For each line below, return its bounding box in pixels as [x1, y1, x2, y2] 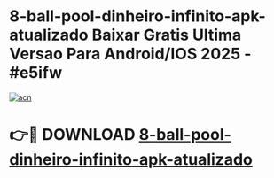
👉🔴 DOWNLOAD [9, 125, 136, 145]
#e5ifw [9, 63, 63, 83]
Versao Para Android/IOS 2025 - [9, 44, 252, 64]
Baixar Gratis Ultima [91, 25, 242, 45]
